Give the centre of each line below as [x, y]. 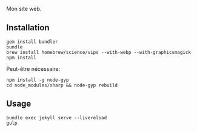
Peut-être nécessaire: [33, 68]
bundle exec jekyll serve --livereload [57, 117]
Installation [28, 28]
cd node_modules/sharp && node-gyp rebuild [62, 85]
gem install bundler [32, 42]
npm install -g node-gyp [38, 80]
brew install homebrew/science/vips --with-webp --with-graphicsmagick [98, 52]
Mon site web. [24, 9]
